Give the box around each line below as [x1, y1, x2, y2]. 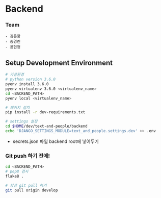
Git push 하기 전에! [5, 152, 50, 159]
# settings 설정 [5, 119, 38, 124]
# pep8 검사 [5, 169, 29, 174]
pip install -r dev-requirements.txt [5, 110, 86, 115]
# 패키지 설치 [5, 105, 30, 110]
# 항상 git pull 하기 [5, 183, 47, 188]
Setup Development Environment [5, 58, 113, 67]
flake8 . [5, 174, 24, 179]
